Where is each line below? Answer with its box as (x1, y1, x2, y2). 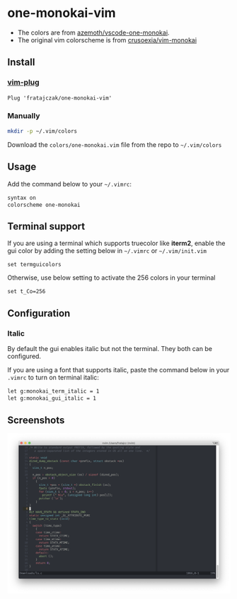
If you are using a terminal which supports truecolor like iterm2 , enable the (7, 239, 226, 248)
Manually (7, 111, 40, 121)
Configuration (7, 307, 71, 319)
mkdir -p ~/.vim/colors (7, 127, 78, 135)
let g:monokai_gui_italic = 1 (7, 395, 97, 402)
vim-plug (7, 78, 40, 88)
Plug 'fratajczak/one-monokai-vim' (7, 94, 112, 102)
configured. (7, 352, 41, 361)
